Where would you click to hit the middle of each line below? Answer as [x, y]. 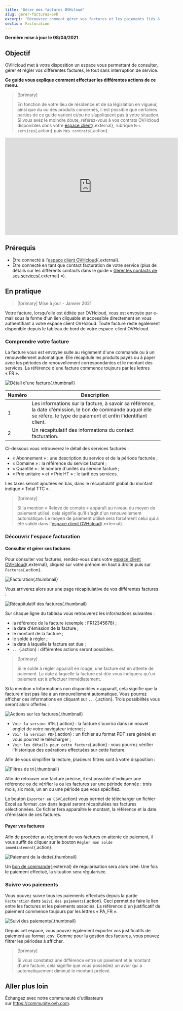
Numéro [17, 395]
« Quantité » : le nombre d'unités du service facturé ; [66, 468]
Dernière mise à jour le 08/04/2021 [42, 38]
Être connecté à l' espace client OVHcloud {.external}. [66, 260]
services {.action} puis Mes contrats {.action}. [63, 131]
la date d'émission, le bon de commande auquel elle [92, 409]
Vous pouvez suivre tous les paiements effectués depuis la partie [72, 895]
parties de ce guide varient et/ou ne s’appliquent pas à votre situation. [88, 115]
